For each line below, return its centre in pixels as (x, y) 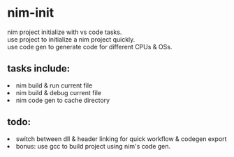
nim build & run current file (54, 85)
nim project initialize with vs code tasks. (65, 32)
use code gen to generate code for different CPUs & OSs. (90, 47)
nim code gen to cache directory (63, 100)
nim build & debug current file (59, 92)
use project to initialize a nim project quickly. (71, 39)
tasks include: (39, 68)
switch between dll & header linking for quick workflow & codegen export (122, 139)
